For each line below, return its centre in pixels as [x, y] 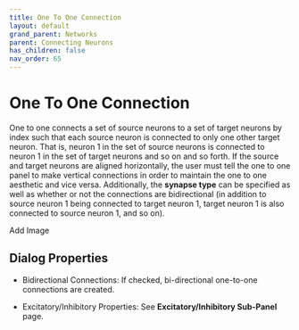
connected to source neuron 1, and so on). [87, 213]
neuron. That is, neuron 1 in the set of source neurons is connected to [137, 146]
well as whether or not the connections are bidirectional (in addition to [138, 194]
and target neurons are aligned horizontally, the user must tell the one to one [150, 165]
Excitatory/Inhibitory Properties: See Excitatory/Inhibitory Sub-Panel [149, 306]
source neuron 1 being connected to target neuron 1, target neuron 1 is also [147, 203]
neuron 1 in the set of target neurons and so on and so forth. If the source [144, 156]
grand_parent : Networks [54, 34]
